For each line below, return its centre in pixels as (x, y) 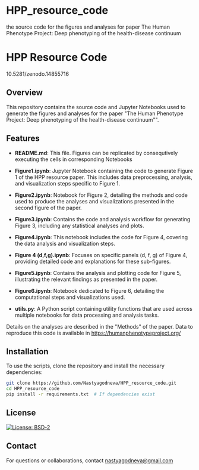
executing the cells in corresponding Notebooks (73, 159)
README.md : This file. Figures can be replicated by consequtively (96, 153)
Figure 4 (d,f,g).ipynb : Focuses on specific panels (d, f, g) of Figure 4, (101, 255)
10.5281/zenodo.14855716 (38, 74)
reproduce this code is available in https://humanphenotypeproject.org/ (94, 333)
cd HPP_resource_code (33, 389)
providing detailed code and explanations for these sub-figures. (93, 261)
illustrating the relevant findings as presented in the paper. (86, 279)
